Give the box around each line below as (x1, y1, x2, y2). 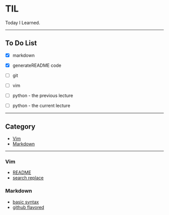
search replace (12, 175, 44, 181)
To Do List (5, 39, 37, 48)
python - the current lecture (12, 102, 70, 109)
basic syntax (12, 199, 39, 205)
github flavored (12, 204, 44, 210)
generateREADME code (12, 62, 62, 68)
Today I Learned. (5, 20, 40, 26)
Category (5, 122, 36, 131)
